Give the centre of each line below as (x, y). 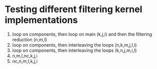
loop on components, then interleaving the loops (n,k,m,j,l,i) (74, 45)
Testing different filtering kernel (74, 9)
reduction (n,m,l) (29, 40)
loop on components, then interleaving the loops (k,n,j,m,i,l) (74, 50)
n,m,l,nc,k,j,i (25, 56)
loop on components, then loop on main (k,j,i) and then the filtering (82, 34)
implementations (41, 20)
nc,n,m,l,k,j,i (25, 61)
